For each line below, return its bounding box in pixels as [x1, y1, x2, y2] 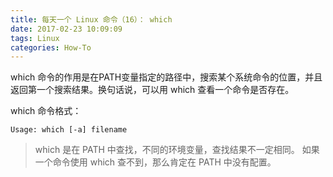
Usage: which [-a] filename [10, 125, 128, 135]
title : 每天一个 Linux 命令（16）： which [10, 14, 173, 25]
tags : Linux [10, 33, 60, 43]
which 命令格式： [10, 105, 82, 117]
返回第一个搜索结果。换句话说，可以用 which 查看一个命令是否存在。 [10, 84, 295, 96]
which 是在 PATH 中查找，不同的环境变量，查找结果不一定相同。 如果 [34, 144, 320, 156]
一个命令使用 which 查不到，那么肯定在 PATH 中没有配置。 [34, 156, 277, 168]
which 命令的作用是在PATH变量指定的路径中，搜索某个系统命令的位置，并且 [10, 71, 323, 83]
